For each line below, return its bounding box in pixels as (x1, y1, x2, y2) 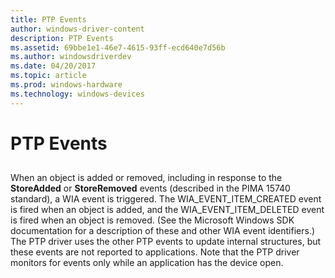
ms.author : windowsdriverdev (10, 52, 132, 62)
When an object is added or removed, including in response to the (10, 172, 283, 184)
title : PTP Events (10, 14, 87, 25)
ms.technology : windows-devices (10, 89, 145, 99)
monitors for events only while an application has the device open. (10, 257, 284, 269)
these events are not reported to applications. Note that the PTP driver (10, 246, 300, 258)
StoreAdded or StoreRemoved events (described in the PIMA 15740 (10, 182, 291, 195)
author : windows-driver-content (10, 24, 145, 34)
